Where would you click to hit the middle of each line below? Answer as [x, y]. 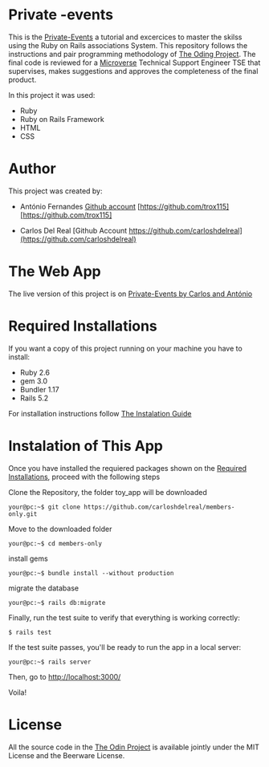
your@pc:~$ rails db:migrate [57, 603]
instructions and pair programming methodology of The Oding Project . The [132, 54]
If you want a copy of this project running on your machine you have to [125, 348]
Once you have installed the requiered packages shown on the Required [128, 468]
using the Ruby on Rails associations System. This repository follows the [128, 45]
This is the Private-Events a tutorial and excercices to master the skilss [125, 37]
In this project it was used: [52, 95]
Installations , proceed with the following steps [84, 477]
